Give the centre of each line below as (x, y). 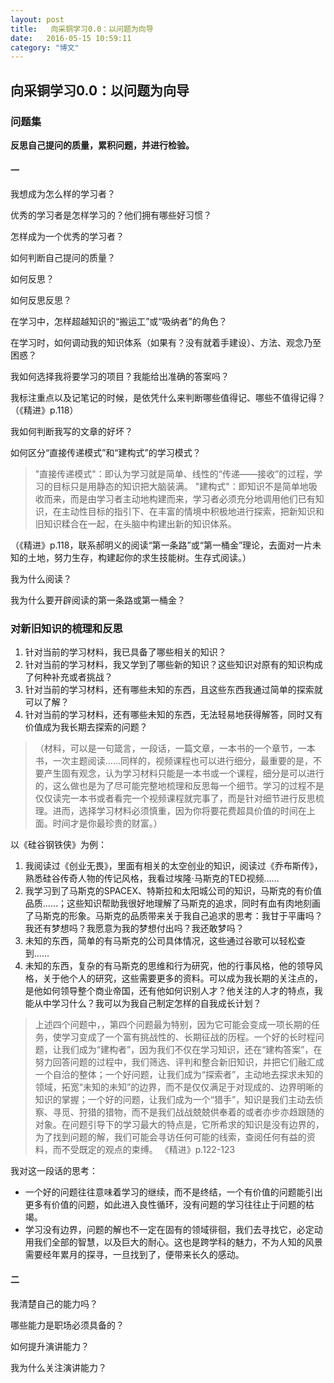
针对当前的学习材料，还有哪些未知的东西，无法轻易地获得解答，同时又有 (173, 715)
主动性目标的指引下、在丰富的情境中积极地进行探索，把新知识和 (193, 512)
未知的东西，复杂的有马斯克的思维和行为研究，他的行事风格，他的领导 (169, 966)
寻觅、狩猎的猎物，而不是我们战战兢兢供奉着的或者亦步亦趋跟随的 (188, 1112)
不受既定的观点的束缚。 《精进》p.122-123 (148, 1150)
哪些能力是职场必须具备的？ (67, 1325)
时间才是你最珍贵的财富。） (107, 823)
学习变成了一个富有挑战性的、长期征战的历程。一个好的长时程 (188, 1037)
